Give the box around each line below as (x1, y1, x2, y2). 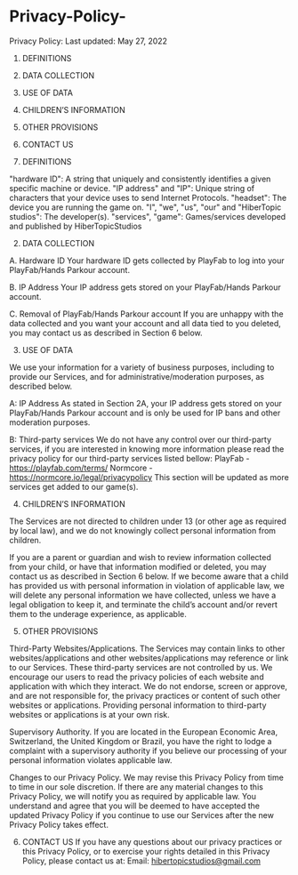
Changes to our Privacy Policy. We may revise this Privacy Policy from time (9, 772, 285, 783)
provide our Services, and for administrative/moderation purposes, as (9, 371, 265, 381)
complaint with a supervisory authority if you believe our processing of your (9, 745, 287, 756)
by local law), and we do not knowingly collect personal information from (9, 525, 277, 535)
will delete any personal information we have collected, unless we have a (9, 590, 277, 600)
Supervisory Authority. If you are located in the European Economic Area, (9, 726, 278, 737)
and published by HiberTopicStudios (9, 221, 142, 231)
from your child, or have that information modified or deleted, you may (9, 561, 267, 572)
